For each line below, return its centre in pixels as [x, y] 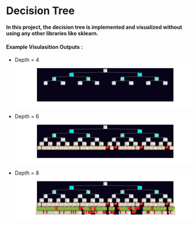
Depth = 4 [27, 60]
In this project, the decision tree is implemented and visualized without [94, 27]
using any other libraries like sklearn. [52, 33]
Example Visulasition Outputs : [45, 47]
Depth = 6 [27, 116]
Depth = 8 [27, 173]
